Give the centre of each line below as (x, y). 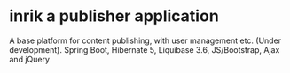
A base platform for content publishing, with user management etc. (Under (145, 40)
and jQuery (30, 59)
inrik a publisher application (114, 16)
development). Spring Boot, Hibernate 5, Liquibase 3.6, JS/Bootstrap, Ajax (145, 49)
